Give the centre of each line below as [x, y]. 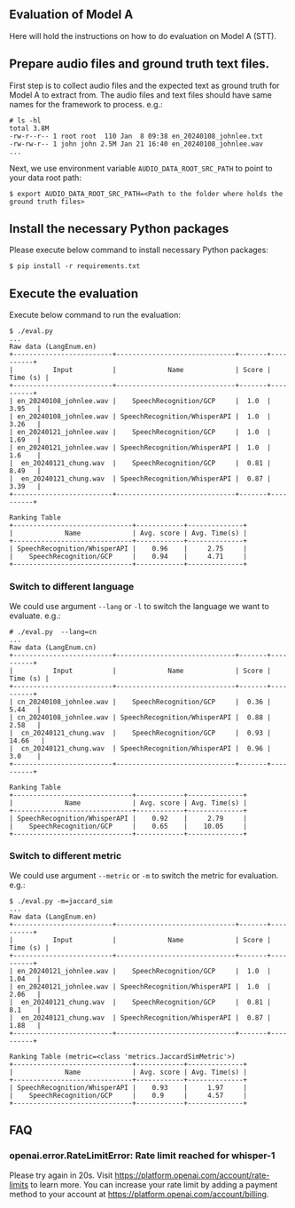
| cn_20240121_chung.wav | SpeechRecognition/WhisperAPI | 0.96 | [140, 748]
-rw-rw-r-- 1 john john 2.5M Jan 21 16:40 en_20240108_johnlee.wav [136, 144]
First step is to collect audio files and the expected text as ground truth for [144, 85]
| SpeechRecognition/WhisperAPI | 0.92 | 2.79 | [128, 818]
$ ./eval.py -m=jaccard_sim [61, 901]
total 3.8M [29, 128]
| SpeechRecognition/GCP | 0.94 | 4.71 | [128, 557]
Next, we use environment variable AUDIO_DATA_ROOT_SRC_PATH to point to [141, 168]
